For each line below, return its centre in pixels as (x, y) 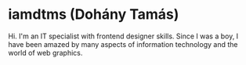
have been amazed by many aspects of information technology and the (123, 44)
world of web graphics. (45, 52)
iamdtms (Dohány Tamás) (94, 14)
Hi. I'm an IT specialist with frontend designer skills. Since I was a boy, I (123, 36)
